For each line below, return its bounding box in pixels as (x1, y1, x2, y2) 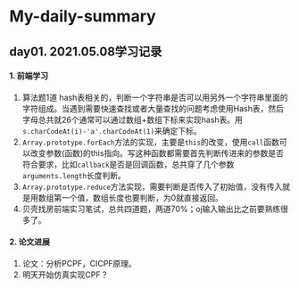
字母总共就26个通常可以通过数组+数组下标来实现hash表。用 (21, 114, 244, 125)
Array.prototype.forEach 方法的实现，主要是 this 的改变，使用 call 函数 (21, 136, 279, 147)
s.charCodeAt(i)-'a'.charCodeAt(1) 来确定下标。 (21, 125, 203, 136)
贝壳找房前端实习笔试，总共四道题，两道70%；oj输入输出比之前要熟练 (21, 203, 281, 214)
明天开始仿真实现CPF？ (21, 269, 109, 280)
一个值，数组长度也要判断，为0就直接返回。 (61, 192, 223, 202)
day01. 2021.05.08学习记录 (9, 44, 162, 59)
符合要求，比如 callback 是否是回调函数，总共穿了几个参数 (21, 159, 235, 169)
